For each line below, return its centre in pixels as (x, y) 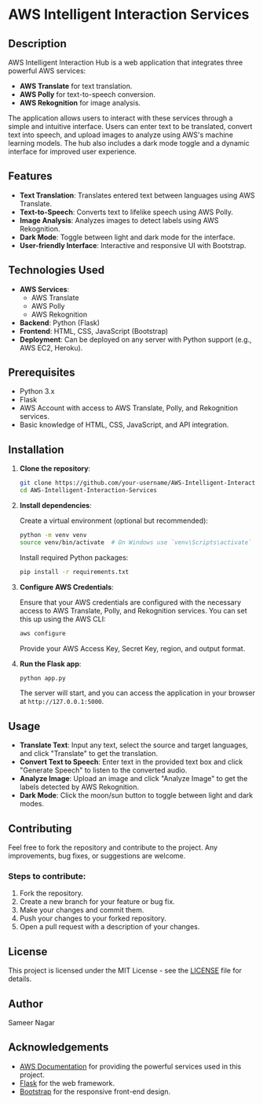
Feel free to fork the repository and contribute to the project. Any (113, 847)
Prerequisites (42, 373)
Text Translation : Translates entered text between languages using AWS (137, 195)
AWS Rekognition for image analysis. (80, 103)
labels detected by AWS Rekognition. (79, 787)
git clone (36, 483)
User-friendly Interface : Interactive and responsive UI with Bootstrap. (133, 245)
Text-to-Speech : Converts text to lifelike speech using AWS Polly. (126, 212)
